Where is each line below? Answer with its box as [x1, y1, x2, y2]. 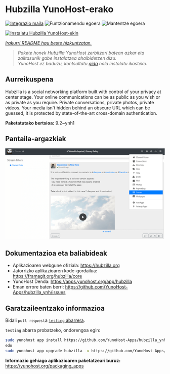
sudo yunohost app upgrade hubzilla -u [5, 348, 90, 353]
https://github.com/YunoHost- [65, 284, 128, 290]
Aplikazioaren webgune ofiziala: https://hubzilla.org [12, 262, 120, 269]
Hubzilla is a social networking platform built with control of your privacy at [5, 89, 161, 95]
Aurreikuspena [5, 75, 54, 84]
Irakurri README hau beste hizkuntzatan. [5, 39, 92, 46]
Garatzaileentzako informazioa [5, 304, 105, 312]
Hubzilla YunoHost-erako [5, 4, 114, 15]
